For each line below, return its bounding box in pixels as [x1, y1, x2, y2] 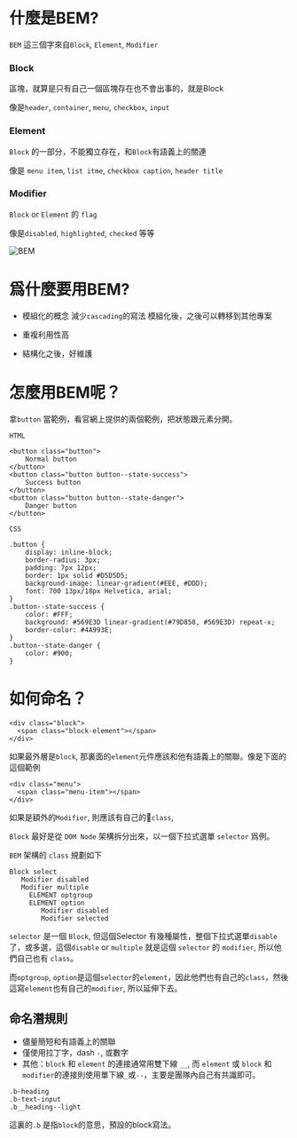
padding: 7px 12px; [25, 563, 98, 573]
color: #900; [25, 649, 74, 658]
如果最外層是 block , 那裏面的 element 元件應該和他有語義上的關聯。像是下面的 [9, 751, 286, 762]
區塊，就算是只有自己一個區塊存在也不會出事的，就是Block [9, 83, 224, 94]
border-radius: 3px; [25, 556, 101, 565]
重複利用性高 [21, 329, 69, 340]
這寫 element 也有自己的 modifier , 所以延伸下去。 [9, 983, 183, 993]
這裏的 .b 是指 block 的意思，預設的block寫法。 [9, 1119, 176, 1130]
